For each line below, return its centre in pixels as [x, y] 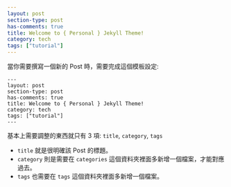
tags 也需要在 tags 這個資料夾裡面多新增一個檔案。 [90, 176]
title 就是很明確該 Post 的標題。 [65, 150]
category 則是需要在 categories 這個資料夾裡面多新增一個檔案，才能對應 [121, 159]
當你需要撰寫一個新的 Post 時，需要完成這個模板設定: [83, 66]
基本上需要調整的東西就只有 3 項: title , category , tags [85, 135]
